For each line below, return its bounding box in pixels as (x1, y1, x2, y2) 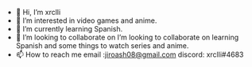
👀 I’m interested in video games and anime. (15, 16, 157, 25)
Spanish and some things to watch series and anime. (15, 41, 189, 50)
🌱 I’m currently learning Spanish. (15, 24, 123, 33)
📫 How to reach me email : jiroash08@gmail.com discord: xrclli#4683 (15, 50, 244, 59)
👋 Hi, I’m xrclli (15, 8, 61, 17)
